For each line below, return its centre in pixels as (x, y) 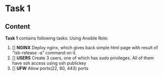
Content (18, 27)
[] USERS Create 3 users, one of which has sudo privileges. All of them (83, 58)
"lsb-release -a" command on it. (44, 53)
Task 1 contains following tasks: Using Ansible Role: (57, 38)
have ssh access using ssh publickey (49, 63)
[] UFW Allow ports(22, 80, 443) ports (50, 68)
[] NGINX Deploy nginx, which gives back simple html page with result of (85, 47)
